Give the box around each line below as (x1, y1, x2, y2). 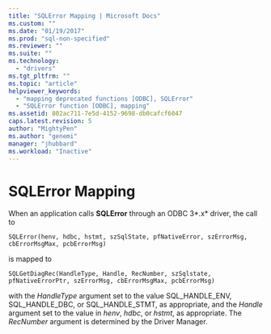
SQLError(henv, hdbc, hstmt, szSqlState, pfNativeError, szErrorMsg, (8, 233, 248, 241)
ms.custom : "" (8, 19, 57, 27)
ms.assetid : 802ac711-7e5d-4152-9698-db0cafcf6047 (8, 110, 183, 118)
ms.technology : (8, 57, 60, 66)
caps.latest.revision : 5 (8, 117, 92, 125)
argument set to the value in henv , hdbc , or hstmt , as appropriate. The (8, 308, 243, 318)
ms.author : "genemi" (8, 132, 78, 140)
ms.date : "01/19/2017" (8, 27, 85, 35)
